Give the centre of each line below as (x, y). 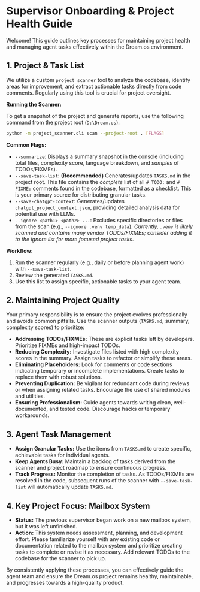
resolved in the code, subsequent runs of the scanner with (87, 481)
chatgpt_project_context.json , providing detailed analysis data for (97, 207)
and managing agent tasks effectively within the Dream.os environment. (95, 47)
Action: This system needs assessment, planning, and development (99, 533)
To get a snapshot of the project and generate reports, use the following (95, 116)
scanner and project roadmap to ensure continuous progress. (91, 468)
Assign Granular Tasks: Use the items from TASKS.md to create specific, (103, 449)
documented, (31, 409)
